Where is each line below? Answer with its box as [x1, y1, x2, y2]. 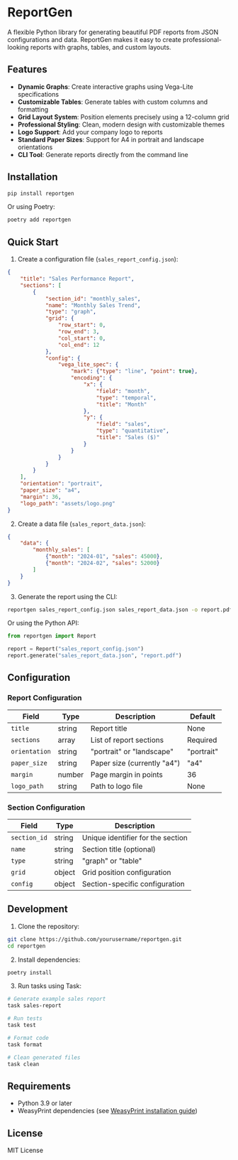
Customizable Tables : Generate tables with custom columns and [17, 97, 208, 106]
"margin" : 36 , [20, 493, 62, 500]
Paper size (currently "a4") [91, 758, 181, 768]
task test [7, 1021, 37, 1029]
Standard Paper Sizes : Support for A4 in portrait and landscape [17, 135, 204, 144]
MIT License [7, 1146, 44, 1155]
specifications [17, 90, 59, 98]
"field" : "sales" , [96, 421, 151, 428]
